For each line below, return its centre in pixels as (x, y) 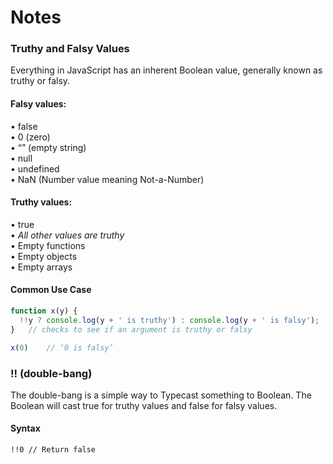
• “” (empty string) (48, 147)
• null (21, 158)
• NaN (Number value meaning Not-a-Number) (107, 179)
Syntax (25, 428)
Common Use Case (51, 290)
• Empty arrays (41, 267)
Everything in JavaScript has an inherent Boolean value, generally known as (166, 70)
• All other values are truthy (67, 235)
